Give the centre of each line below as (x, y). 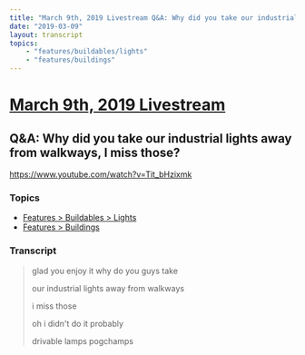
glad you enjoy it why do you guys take (105, 271)
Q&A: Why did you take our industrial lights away (151, 138)
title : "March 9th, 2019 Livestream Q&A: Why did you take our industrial (154, 18)
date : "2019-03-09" (46, 26)
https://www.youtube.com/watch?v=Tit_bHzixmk (101, 174)
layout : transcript (46, 35)
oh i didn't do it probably (78, 323)
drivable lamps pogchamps (83, 340)
